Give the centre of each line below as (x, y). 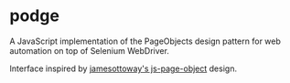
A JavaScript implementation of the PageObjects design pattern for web (145, 41)
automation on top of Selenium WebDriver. (89, 50)
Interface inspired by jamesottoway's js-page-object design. (124, 68)
